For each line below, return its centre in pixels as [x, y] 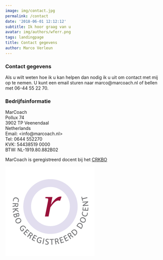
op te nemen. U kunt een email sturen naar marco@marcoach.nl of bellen [82, 83]
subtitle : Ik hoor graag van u [38, 27]
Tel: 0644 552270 [24, 139]
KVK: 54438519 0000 [28, 145]
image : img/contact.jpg [30, 11]
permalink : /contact [27, 16]
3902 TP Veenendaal [27, 123]
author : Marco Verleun [29, 48]
